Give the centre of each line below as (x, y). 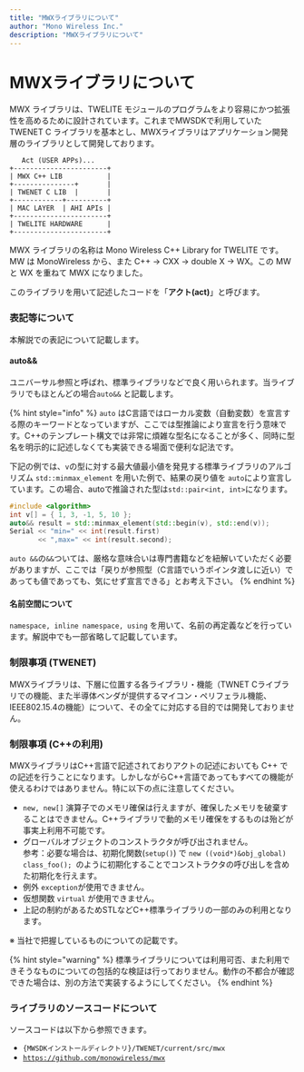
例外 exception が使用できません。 (86, 887)
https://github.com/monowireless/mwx (94, 1058)
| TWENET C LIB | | (60, 193)
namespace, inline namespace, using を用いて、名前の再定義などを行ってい (151, 625)
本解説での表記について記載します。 (77, 339)
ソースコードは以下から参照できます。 (80, 1030)
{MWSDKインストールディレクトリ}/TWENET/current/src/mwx (124, 1049)
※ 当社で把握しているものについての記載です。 (96, 940)
